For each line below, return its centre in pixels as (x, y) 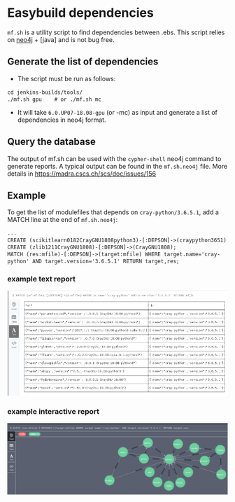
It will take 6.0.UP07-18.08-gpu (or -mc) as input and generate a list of (117, 112)
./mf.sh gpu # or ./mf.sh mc (54, 99)
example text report (41, 279)
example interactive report (54, 412)
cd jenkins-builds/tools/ (45, 92)
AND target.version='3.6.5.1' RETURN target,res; (106, 262)
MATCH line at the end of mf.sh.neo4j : (63, 220)
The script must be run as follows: (66, 78)
